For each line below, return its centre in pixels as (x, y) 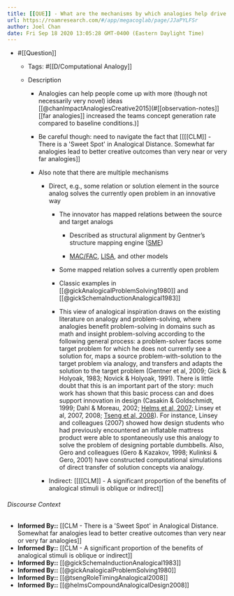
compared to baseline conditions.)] (89, 124)
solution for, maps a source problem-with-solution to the (140, 356)
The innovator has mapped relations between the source (140, 214)
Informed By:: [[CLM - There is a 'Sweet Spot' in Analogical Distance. (118, 526)
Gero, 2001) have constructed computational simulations (140, 460)
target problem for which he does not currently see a (135, 349)
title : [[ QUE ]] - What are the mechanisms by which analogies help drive (117, 14)
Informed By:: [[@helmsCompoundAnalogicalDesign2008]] (103, 585)
